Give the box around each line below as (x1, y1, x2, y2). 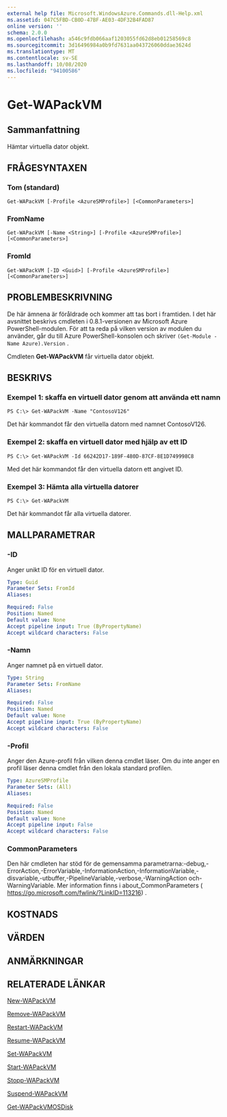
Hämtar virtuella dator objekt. (7, 142, 90, 151)
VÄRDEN (7, 932, 45, 944)
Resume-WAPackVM (7, 1036, 66, 1045)
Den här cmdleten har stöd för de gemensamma (7, 859, 142, 868)
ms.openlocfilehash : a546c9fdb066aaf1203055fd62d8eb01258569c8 (7, 36, 191, 42)
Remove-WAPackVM (7, 1010, 66, 1018)
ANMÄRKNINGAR (7, 955, 84, 967)
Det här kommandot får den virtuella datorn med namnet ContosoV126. (7, 420, 206, 428)
